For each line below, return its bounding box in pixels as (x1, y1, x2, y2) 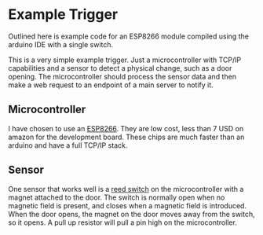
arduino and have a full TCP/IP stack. (8, 140, 128, 150)
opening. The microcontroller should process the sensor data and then (8, 72, 237, 81)
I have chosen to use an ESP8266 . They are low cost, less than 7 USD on (8, 123, 244, 133)
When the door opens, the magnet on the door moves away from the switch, (8, 209, 255, 218)
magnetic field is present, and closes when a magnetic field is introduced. (8, 200, 247, 210)
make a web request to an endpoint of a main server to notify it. (8, 80, 214, 90)
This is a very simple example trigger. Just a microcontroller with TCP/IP (8, 55, 242, 64)
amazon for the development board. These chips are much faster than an (8, 132, 245, 141)
